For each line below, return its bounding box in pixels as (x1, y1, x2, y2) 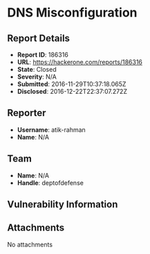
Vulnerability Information (7, 199, 118, 211)
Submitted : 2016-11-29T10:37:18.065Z (17, 80, 126, 88)
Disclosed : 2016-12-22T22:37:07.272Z (17, 88, 128, 95)
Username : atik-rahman (17, 126, 86, 134)
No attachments (7, 240, 53, 248)
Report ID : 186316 (17, 50, 69, 59)
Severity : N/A (17, 72, 57, 81)
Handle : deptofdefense (17, 178, 84, 187)
